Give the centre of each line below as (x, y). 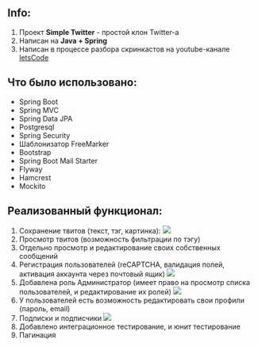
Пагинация (37, 335)
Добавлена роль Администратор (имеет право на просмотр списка (135, 283)
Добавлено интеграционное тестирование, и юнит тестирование (130, 327)
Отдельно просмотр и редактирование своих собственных (119, 248)
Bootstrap (35, 152)
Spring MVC (39, 110)
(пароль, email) (44, 309)
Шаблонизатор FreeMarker (64, 144)
